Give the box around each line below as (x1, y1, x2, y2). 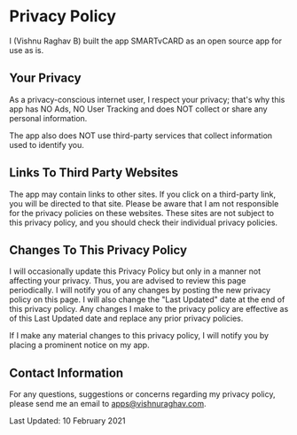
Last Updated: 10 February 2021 (9, 416, 126, 426)
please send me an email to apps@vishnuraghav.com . (9, 399, 207, 409)
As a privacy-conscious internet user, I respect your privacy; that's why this (9, 94, 285, 105)
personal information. (9, 113, 88, 123)
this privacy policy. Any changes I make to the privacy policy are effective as (9, 304, 289, 315)
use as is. (9, 44, 44, 55)
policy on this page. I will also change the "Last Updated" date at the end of (9, 294, 285, 305)
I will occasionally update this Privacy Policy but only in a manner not (9, 266, 262, 276)
